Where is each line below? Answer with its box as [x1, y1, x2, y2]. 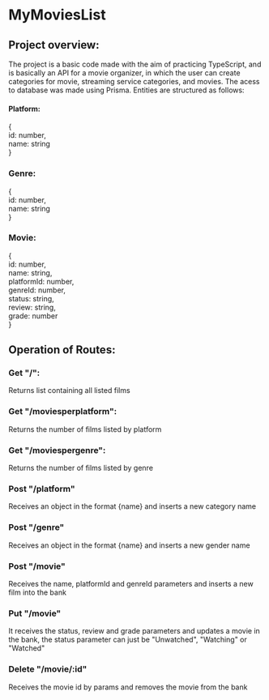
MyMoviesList [8, 6, 107, 24]
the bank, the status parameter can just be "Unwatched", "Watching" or [8, 634, 247, 645]
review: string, [8, 302, 57, 312]
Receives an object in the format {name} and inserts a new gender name [8, 540, 250, 550]
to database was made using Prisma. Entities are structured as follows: [8, 85, 245, 95]
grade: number [8, 310, 58, 321]
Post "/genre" [8, 522, 65, 533]
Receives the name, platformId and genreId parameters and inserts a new [8, 578, 254, 588]
